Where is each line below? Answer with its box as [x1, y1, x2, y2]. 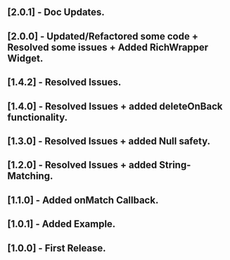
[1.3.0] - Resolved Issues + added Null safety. [7, 135, 211, 147]
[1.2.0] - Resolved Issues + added [7, 159, 158, 171]
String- [159, 159, 191, 171]
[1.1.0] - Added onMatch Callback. [7, 194, 159, 206]
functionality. [7, 111, 68, 123]
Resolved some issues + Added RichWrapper [7, 41, 209, 53]
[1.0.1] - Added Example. [7, 218, 116, 230]
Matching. [7, 170, 53, 182]
